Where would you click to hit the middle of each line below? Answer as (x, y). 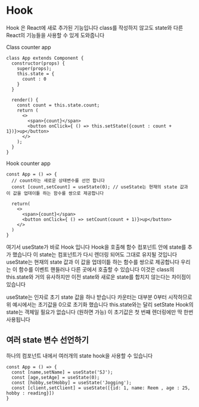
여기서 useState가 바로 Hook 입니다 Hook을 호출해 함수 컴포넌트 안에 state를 (96, 247)
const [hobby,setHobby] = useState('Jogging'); (72, 382)
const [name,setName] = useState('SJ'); (62, 372)
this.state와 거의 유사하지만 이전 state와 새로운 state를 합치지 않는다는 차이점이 (99, 277)
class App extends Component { (45, 58)
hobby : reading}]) (30, 393)
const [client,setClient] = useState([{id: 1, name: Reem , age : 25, (101, 388)
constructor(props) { (38, 63)
